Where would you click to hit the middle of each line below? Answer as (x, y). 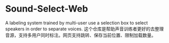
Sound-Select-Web (47, 9)
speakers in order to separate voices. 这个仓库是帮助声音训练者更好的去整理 (85, 29)
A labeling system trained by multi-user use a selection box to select (77, 23)
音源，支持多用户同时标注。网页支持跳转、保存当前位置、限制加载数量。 (80, 35)
